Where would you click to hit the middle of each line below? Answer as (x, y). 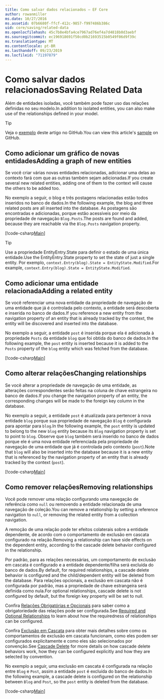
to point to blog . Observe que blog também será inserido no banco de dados (82, 436)
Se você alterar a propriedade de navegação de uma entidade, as (71, 385)
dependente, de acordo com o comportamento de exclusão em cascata (77, 535)
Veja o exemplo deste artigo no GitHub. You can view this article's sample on (82, 133)
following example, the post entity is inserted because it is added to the (77, 343)
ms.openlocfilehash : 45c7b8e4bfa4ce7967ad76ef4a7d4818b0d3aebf (71, 32)
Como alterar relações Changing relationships (76, 373)
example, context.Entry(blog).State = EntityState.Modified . (68, 268)
